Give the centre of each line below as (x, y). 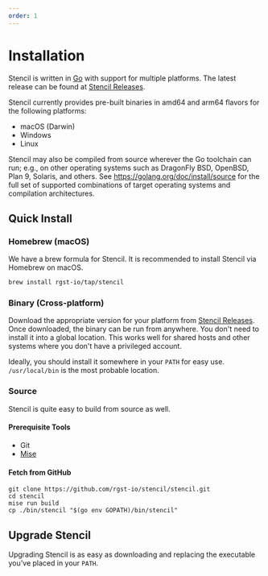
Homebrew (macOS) (49, 241)
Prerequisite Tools (39, 427)
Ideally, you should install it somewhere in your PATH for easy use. (117, 362)
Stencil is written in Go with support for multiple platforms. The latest (122, 78)
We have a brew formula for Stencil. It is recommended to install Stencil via (132, 259)
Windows (35, 135)
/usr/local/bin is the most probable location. (84, 371)
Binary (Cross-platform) (56, 303)
